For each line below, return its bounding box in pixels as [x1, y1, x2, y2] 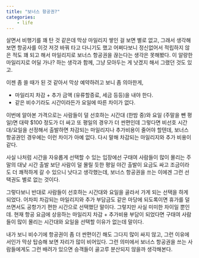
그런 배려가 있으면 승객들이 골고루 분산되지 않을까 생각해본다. [31, 246, 173, 253]
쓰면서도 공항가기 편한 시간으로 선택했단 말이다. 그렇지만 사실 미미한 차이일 [6, 203, 179, 211]
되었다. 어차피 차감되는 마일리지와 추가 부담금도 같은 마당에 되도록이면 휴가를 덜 [6, 196, 190, 203]
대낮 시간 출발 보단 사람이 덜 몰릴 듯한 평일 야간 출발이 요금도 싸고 [17, 161, 169, 168]
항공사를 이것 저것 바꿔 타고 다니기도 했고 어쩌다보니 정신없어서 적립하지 [17, 44, 184, 51]
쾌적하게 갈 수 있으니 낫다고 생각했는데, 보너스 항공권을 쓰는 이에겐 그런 [18, 168, 184, 176]
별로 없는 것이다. [21, 176, 61, 183]
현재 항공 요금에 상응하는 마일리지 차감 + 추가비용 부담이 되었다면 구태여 [14, 211, 181, 218]
